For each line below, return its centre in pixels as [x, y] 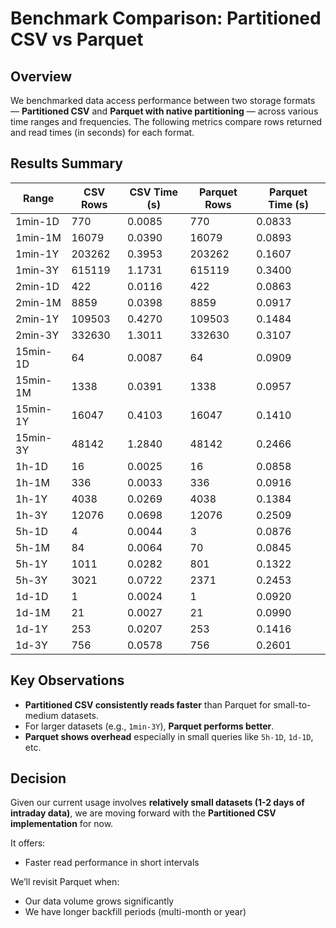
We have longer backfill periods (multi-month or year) [135, 912]
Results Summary [67, 163]
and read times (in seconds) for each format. [102, 132]
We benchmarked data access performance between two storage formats [163, 100]
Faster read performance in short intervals [112, 863]
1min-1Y [37, 254]
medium [41, 715]
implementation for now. [62, 824]
